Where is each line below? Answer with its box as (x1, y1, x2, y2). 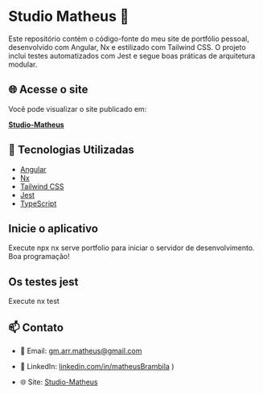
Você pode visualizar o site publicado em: (8, 104, 147, 113)
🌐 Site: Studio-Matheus (19, 377, 98, 387)
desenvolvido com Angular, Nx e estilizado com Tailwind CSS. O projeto (8, 42, 247, 51)
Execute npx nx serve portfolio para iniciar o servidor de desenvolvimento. (8, 243, 255, 252)
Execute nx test (8, 297, 60, 306)
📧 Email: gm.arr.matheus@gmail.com (19, 346, 142, 355)
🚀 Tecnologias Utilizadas (8, 143, 134, 157)
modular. (8, 60, 38, 69)
